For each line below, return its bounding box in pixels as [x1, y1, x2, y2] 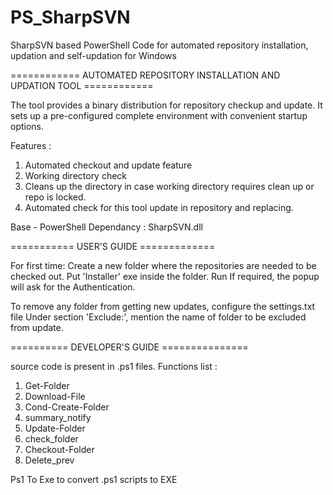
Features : [10, 139, 52, 151]
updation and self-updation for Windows [10, 49, 177, 61]
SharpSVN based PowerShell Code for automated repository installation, [10, 39, 309, 51]
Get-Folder [24, 379, 70, 391]
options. [10, 120, 45, 132]
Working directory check [24, 169, 128, 181]
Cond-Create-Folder [24, 401, 110, 413]
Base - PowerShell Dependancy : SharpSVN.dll [10, 221, 203, 233]
